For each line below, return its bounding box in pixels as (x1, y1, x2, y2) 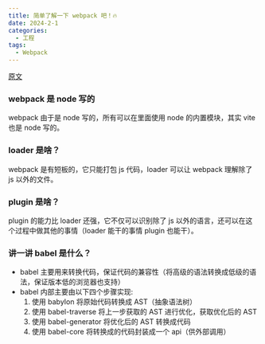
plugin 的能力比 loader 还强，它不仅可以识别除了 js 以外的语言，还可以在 (8, 216, 246, 225)
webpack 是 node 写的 (8, 93, 95, 104)
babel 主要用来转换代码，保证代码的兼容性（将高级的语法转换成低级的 (19, 268, 250, 277)
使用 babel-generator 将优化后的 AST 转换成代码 (31, 317, 191, 326)
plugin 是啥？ (8, 196, 60, 207)
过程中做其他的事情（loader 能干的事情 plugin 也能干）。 (14, 225, 199, 235)
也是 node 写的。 (8, 123, 64, 132)
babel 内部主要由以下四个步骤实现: (19, 287, 134, 297)
